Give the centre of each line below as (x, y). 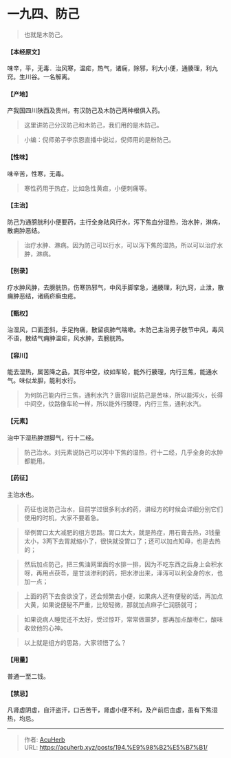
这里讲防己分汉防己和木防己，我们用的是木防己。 (93, 125)
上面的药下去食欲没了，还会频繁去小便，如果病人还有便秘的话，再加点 (123, 596)
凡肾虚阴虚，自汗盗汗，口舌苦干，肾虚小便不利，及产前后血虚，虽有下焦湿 (112, 710)
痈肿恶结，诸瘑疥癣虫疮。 (43, 296)
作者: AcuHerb (44, 740)
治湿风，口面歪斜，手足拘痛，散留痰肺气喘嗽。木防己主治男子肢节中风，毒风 (115, 330)
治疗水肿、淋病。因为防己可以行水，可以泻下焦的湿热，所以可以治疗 (120, 245)
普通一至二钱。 (28, 676)
